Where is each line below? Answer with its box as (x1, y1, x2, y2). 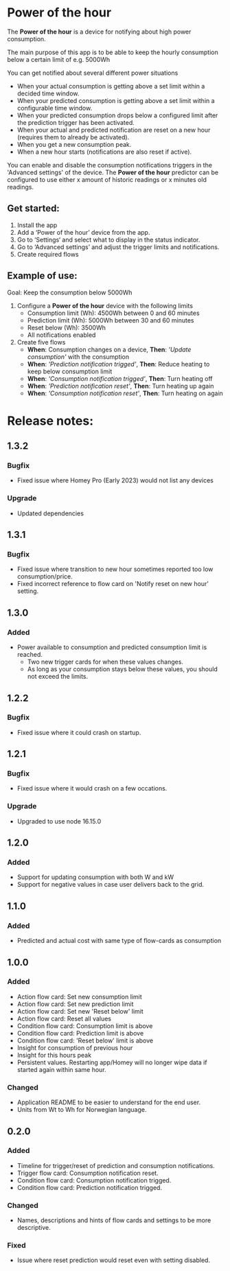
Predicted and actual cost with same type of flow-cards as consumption (16, 937, 222, 945)
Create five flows (16, 338, 66, 346)
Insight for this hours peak (16, 1051, 91, 1059)
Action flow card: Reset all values (16, 1014, 112, 1023)
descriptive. (16, 1224, 51, 1232)
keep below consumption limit (27, 367, 113, 375)
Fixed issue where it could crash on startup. (16, 728, 141, 736)
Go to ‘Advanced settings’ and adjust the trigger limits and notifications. (16, 242, 220, 251)
